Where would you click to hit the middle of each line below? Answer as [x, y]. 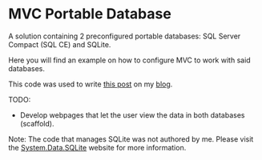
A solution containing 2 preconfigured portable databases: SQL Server [125, 36]
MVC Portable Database [90, 14]
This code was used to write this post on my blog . [91, 84]
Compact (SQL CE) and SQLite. [60, 44]
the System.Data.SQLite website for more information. [97, 147]
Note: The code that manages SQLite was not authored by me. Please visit [131, 139]
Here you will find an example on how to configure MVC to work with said [129, 60]
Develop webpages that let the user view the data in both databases [132, 115]
